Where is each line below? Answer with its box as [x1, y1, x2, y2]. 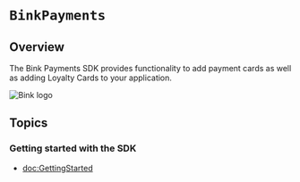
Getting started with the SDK [9, 142, 137, 154]
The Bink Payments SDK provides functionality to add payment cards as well [9, 63, 292, 73]
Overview [9, 39, 65, 54]
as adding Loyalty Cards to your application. [9, 72, 173, 83]
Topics [9, 115, 48, 131]
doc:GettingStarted [21, 162, 93, 173]
